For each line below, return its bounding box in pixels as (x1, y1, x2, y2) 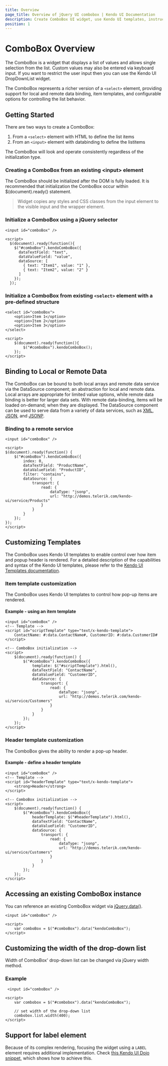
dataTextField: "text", (18, 250, 68, 255)
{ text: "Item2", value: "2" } (23, 267, 88, 272)
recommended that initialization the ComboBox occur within (5, 183, 128, 189)
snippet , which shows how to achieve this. (5, 1055, 92, 1061)
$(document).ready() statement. (5, 189, 71, 195)
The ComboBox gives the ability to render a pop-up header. (5, 748, 128, 754)
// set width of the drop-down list (14, 1008, 91, 1014)
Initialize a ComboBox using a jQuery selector (5, 217, 118, 224)
